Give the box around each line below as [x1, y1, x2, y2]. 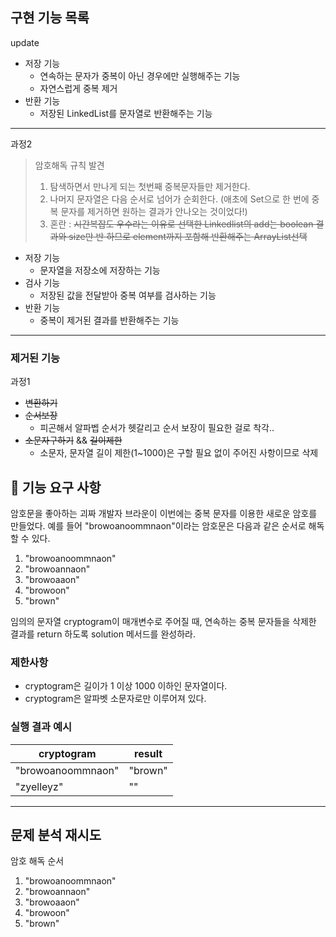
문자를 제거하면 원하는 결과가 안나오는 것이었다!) [60, 205, 248, 217]
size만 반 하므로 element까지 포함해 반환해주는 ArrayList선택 [68, 230, 308, 242]
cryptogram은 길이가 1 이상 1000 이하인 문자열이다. [24, 680, 228, 692]
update [10, 36, 40, 48]
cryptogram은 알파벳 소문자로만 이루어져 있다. [24, 693, 207, 705]
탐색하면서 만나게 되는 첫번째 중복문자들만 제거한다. [49, 180, 251, 192]
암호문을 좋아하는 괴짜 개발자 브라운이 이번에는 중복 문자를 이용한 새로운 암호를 [10, 507, 318, 519]
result [134, 746, 163, 760]
